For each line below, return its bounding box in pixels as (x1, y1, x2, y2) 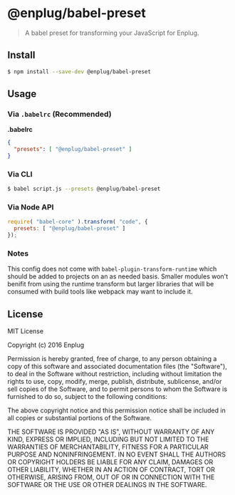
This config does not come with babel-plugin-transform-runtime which (7, 265, 217, 273)
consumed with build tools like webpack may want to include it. (7, 287, 193, 296)
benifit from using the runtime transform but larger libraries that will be (7, 280, 214, 288)
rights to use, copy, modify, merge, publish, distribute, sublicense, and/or (7, 377, 222, 386)
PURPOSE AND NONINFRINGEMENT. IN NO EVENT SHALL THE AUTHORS (7, 450, 226, 459)
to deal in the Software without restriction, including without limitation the (7, 370, 222, 378)
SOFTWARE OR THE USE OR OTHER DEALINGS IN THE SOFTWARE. (7, 481, 207, 489)
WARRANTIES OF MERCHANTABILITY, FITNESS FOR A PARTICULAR (7, 443, 209, 452)
